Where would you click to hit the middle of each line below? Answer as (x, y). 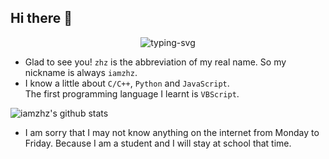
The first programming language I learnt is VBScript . (132, 93)
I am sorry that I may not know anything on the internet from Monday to (172, 132)
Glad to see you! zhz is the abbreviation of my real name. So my (155, 62)
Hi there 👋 (41, 18)
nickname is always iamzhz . (81, 72)
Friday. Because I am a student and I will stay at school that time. (158, 143)
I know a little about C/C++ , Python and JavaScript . (127, 83)
